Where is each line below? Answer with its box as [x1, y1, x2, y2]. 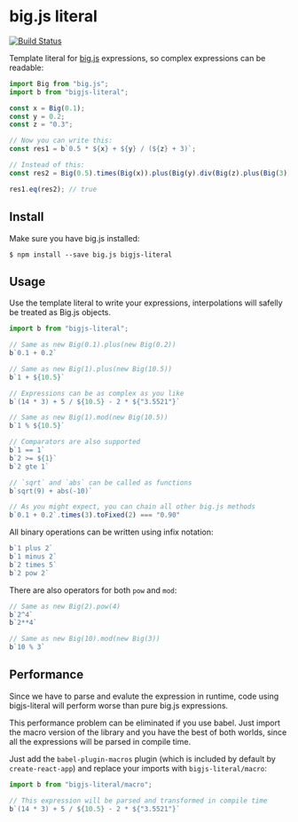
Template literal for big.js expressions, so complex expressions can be [9, 52, 266, 63]
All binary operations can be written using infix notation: [9, 526, 215, 538]
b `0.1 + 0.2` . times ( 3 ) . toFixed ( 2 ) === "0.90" [9, 510, 180, 520]
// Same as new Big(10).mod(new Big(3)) [9, 635, 161, 644]
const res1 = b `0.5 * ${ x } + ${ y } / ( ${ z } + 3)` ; [9, 145, 197, 154]
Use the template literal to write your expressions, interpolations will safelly [9, 297, 283, 308]
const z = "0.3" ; [9, 120, 74, 130]
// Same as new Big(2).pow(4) [9, 602, 122, 611]
